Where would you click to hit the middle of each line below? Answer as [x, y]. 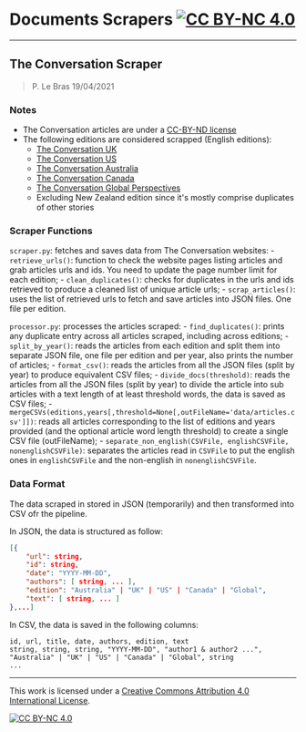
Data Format [37, 484]
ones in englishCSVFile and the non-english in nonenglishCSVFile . [133, 460]
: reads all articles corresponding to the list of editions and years [154, 422]
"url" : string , [55, 556]
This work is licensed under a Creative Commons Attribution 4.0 [130, 691]
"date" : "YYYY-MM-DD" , [69, 573]
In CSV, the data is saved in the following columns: [104, 624]
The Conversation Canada [85, 179]
